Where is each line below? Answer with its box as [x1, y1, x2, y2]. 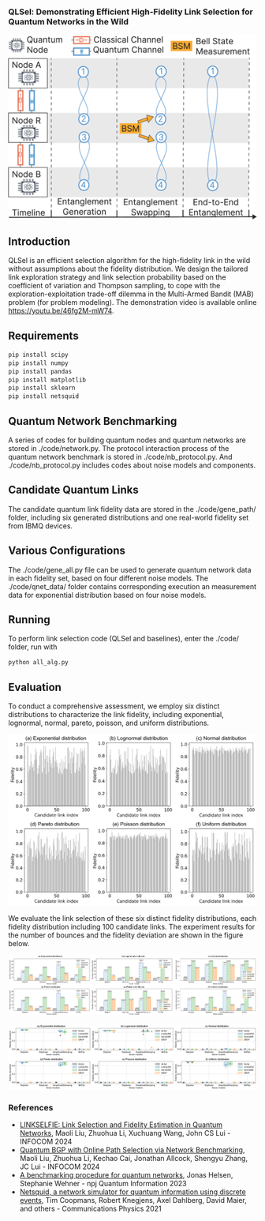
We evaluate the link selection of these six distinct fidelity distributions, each [8, 914, 257, 923]
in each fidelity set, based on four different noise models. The [8, 573, 209, 583]
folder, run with [8, 642, 58, 652]
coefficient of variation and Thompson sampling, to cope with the [8, 281, 221, 291]
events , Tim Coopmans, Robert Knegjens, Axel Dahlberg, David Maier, [19, 1196, 247, 1205]
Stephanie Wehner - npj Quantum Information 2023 [19, 1179, 187, 1189]
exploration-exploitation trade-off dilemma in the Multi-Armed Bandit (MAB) [8, 289, 254, 299]
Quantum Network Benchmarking [8, 414, 177, 428]
